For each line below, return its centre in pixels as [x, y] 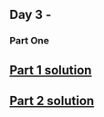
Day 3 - [31, 15]
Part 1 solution [51, 70]
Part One [30, 41]
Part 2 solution [52, 101]
